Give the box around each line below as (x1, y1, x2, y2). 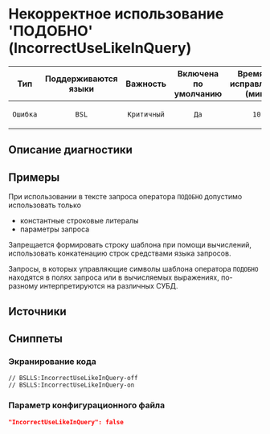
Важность (125, 78, 167, 89)
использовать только (8, 200, 82, 210)
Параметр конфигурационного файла (8, 399, 166, 411)
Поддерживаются (45, 73, 118, 84)
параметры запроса (19, 224, 90, 234)
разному (8, 281, 39, 291)
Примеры (8, 170, 60, 184)
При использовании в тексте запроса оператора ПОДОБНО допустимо (8, 192, 243, 202)
